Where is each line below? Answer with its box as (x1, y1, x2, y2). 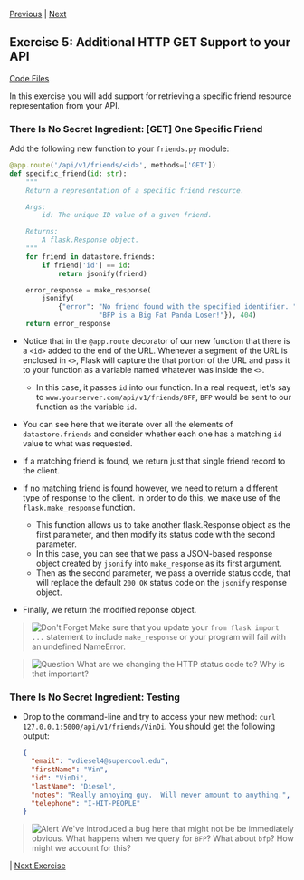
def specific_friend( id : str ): (9, 168, 128, 178)
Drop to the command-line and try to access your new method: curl (22, 712, 276, 722)
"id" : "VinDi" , (31, 773, 89, 782)
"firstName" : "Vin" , (31, 765, 109, 774)
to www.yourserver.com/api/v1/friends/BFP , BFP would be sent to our (35, 391, 292, 402)
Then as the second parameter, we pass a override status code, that (35, 567, 291, 579)
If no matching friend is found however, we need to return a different (22, 483, 279, 493)
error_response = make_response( (25, 285, 152, 294)
